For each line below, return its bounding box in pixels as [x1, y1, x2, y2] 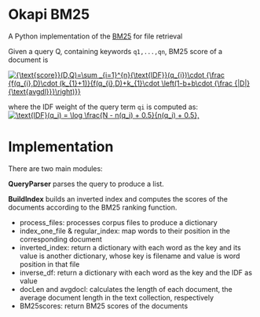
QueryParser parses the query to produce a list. [8, 179, 165, 188]
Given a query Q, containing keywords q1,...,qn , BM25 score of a [8, 46, 222, 56]
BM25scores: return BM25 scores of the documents [19, 301, 189, 311]
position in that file [19, 259, 80, 268]
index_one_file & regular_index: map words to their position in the [19, 226, 230, 235]
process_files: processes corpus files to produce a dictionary [19, 217, 218, 227]
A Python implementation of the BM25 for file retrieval [8, 31, 183, 41]
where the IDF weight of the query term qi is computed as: [8, 102, 199, 111]
